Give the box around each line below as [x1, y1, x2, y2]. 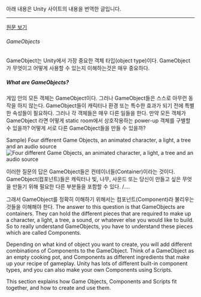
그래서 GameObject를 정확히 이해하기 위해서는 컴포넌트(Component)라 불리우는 [6, 196, 194, 203]
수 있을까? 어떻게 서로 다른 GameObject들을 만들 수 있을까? [6, 125, 146, 132]
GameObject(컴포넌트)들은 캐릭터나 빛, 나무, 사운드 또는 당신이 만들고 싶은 [6, 176, 181, 183]
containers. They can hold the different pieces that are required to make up [6, 210, 191, 217]
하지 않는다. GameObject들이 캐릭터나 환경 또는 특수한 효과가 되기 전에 [17, 102, 184, 109]
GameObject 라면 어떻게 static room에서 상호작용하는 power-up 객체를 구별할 [6, 117, 191, 124]
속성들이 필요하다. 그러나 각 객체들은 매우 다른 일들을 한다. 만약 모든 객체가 [12, 110, 187, 117]
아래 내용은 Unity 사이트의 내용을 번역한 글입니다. [6, 5, 121, 12]
